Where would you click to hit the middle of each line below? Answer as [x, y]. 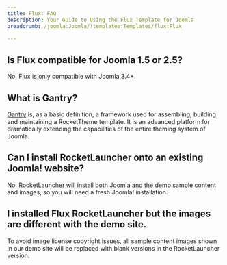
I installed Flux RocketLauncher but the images [109, 214]
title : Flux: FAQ [32, 13]
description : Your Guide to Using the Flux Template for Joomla [101, 20]
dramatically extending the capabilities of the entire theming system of [107, 129]
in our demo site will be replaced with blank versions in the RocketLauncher [113, 248]
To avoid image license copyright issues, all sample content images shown [112, 241]
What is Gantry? [42, 98]
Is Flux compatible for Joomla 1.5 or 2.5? [95, 60]
